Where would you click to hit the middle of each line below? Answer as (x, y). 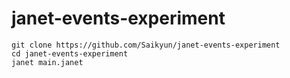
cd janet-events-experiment (70, 53)
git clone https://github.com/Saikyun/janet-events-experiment (146, 45)
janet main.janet (47, 62)
